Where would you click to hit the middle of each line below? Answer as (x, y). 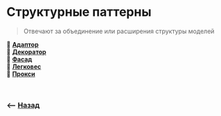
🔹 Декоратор (26, 52)
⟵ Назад (23, 105)
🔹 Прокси (21, 74)
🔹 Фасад (19, 59)
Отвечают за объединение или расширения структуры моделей (119, 31)
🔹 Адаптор (23, 44)
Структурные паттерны (79, 12)
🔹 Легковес (24, 66)
